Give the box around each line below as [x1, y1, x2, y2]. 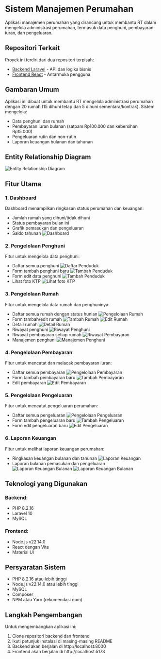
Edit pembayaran [12, 380, 47, 385]
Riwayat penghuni [12, 327, 48, 332]
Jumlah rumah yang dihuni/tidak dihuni [12, 215, 90, 221]
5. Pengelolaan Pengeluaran [5, 392, 73, 399]
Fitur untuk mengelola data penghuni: [5, 254, 80, 260]
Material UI [12, 549, 34, 555]
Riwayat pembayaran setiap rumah [12, 331, 81, 337]
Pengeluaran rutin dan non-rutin [12, 134, 77, 139]
